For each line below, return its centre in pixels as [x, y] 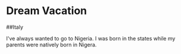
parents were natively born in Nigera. [51, 45]
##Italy [15, 27]
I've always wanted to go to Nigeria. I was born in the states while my [91, 38]
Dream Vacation [47, 11]
